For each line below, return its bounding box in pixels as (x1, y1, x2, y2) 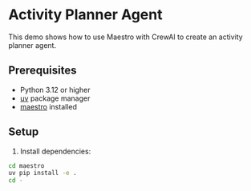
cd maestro (8, 161, 45, 169)
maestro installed (19, 101, 78, 111)
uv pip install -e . (8, 169, 78, 177)
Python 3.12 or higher (19, 85, 91, 94)
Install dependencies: (19, 146, 91, 156)
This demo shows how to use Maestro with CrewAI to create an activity (8, 32, 243, 42)
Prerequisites (8, 64, 77, 78)
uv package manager (19, 94, 91, 103)
